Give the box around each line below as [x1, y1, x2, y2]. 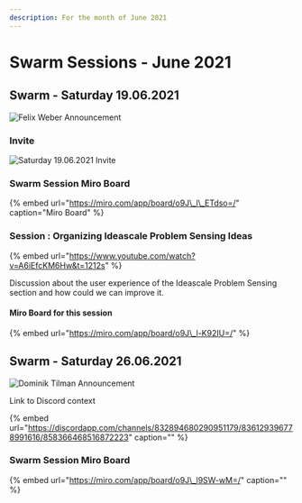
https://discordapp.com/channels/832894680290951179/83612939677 [27, 422, 293, 433]
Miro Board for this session [9, 307, 113, 318]
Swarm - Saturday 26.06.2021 [9, 353, 182, 370]
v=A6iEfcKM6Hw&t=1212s [9, 260, 105, 270]
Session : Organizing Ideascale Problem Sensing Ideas [9, 230, 253, 242]
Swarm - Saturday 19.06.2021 [9, 87, 180, 104]
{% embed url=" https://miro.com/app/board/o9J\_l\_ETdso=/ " [9, 197, 241, 208]
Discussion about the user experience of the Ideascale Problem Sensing [9, 277, 278, 288]
